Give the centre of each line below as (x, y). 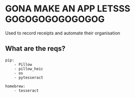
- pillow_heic (29, 69)
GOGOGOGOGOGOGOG (55, 19)
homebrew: (15, 86)
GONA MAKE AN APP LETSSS (68, 9)
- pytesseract (29, 78)
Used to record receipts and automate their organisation (63, 33)
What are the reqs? (35, 48)
